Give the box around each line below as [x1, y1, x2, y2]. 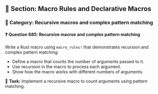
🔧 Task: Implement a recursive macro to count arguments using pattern [5, 78, 148, 84]
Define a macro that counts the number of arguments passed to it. [12, 58, 144, 64]
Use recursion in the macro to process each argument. [12, 64, 121, 69]
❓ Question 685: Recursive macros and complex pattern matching [5, 31, 141, 37]
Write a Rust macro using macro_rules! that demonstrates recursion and [5, 44, 149, 50]
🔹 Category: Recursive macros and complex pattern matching [5, 19, 154, 26]
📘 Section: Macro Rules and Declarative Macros [5, 5, 152, 13]
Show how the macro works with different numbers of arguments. [12, 68, 144, 75]
